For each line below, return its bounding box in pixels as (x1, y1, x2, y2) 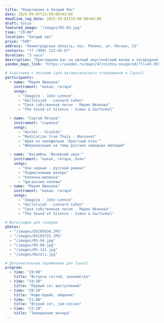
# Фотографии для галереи (5, 220, 58, 225)
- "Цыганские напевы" (18, 179, 62, 184)
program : (5, 265, 23, 270)
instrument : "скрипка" (14, 120, 60, 125)
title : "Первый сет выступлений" (14, 283, 82, 288)
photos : (5, 225, 21, 230)
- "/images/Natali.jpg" (9, 252, 58, 257)
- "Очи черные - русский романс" (18, 165, 86, 170)
